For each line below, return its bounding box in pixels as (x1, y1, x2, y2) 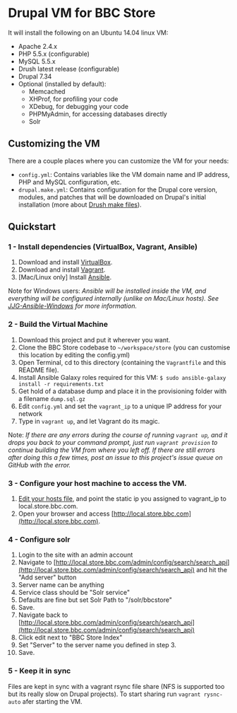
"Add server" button (18, 573, 77, 581)
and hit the (195, 566, 228, 574)
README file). (18, 366, 59, 374)
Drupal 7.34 (18, 72, 52, 81)
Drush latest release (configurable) (18, 64, 120, 73)
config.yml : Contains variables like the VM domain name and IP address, (18, 170, 230, 178)
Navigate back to (18, 610, 68, 620)
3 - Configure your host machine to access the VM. (8, 478, 187, 488)
